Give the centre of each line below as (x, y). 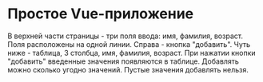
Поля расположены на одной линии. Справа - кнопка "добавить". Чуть (129, 44)
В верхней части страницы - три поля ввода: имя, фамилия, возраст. (125, 36)
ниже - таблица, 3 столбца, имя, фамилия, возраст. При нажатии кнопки (132, 53)
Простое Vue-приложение (101, 14)
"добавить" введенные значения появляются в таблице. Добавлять (123, 61)
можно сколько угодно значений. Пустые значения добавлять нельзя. (128, 69)
